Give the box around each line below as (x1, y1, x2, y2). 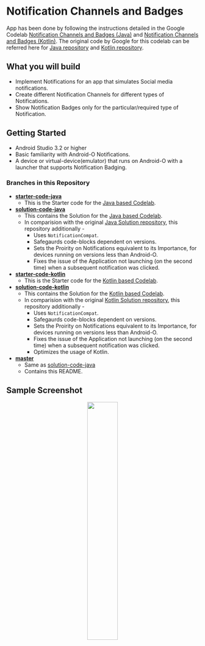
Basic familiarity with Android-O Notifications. (15, 151, 131, 158)
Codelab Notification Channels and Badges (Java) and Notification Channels (6, 31, 199, 38)
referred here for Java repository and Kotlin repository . (6, 44, 144, 51)
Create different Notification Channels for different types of (15, 90, 165, 98)
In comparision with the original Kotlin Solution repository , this (24, 296, 180, 303)
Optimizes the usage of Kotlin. (33, 348, 109, 355)
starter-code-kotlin (15, 270, 66, 278)
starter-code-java (15, 192, 62, 199)
